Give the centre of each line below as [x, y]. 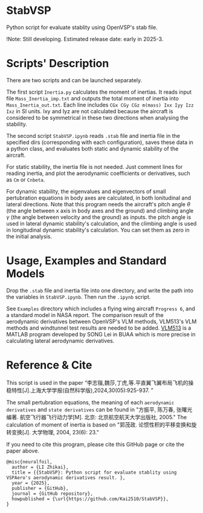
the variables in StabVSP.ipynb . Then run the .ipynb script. [79, 296]
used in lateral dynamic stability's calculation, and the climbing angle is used [101, 223]
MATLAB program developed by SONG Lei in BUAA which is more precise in [101, 334]
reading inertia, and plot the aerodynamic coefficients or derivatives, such [98, 173]
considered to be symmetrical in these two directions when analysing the [97, 117]
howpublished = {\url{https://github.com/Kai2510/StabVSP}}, [90, 499]
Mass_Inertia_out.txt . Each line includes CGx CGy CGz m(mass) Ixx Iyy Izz [100, 105]
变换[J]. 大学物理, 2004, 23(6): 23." [55, 432]
